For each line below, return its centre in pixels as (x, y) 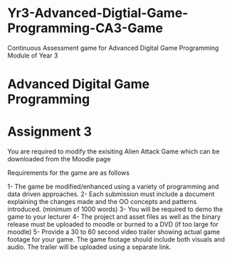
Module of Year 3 (33, 55)
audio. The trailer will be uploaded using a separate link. (90, 247)
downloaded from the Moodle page (59, 159)
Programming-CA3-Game (85, 28)
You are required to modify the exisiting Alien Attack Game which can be (114, 151)
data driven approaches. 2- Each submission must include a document (111, 194)
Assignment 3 (50, 132)
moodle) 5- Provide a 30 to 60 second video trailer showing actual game (114, 232)
